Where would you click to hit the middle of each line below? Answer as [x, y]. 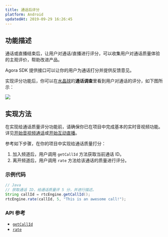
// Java [13, 185]
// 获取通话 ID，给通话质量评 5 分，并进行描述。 [51, 190]
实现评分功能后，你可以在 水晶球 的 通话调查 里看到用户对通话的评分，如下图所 [84, 81]
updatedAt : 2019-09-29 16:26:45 [39, 19]
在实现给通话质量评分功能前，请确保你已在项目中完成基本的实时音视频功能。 [84, 127]
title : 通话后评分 [22, 10]
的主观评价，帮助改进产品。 [34, 60]
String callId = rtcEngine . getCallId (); [48, 195]
